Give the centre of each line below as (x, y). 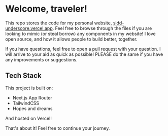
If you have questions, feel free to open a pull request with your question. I (83, 49)
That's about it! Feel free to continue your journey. (58, 128)
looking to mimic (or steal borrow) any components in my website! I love (80, 33)
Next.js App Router (32, 97)
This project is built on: (29, 88)
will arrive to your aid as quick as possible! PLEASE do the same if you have (84, 54)
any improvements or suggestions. (41, 59)
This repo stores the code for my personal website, (59, 23)
